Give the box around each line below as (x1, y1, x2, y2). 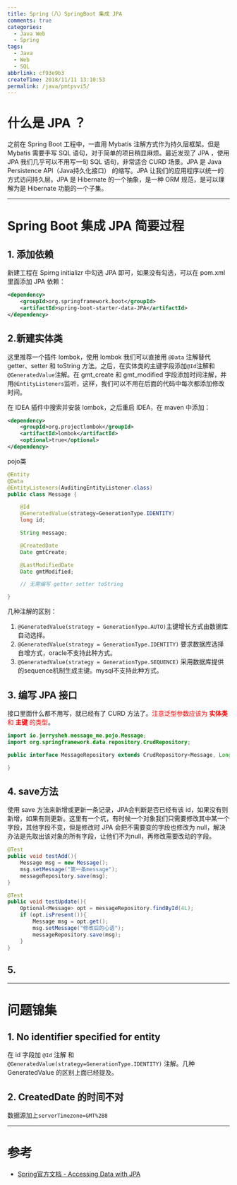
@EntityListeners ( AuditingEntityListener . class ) (7, 484, 153, 491)
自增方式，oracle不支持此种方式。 (17, 649, 116, 657)
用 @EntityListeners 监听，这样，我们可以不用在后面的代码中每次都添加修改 (7, 379, 225, 387)
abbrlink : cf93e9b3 (7, 69, 65, 76)
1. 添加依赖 (7, 248, 54, 260)
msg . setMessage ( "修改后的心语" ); (32, 924, 125, 931)
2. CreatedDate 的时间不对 (7, 1091, 124, 1103)
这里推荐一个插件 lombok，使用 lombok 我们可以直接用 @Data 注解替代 (7, 353, 211, 361)
